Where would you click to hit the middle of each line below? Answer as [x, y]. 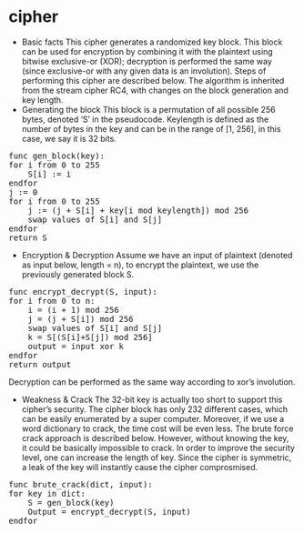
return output [40, 364]
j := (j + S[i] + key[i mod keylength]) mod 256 [138, 210]
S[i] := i [50, 174]
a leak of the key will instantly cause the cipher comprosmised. [140, 467]
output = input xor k [76, 346]
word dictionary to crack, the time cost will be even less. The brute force [157, 428]
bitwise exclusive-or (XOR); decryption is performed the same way [147, 61]
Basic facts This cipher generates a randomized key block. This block [152, 42]
